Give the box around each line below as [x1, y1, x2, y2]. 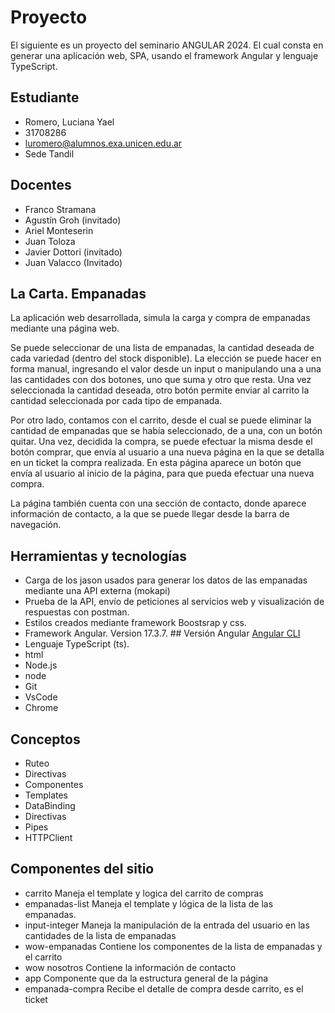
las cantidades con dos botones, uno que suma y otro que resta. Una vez [10, 374, 312, 386]
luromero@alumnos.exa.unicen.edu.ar [24, 137, 183, 149]
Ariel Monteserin [24, 224, 94, 236]
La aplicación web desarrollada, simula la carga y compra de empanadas [10, 312, 311, 324]
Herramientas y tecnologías [10, 547, 187, 565]
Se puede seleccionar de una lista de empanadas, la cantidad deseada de [10, 342, 315, 354]
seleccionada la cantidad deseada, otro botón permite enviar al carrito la [10, 384, 310, 396]
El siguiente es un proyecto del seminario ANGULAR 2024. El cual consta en [10, 39, 324, 51]
